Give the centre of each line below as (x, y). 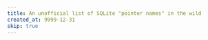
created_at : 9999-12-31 (41, 20)
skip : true (23, 26)
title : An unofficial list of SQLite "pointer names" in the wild (104, 13)
